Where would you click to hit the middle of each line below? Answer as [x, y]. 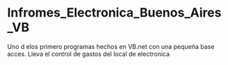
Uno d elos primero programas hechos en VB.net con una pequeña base [111, 46]
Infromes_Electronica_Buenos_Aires [114, 13]
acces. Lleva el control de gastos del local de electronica [89, 54]
